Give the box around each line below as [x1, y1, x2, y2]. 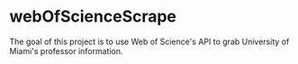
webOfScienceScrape [9, 6, 177, 27]
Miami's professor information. [9, 45, 123, 56]
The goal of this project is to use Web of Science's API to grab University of [9, 36, 290, 47]
